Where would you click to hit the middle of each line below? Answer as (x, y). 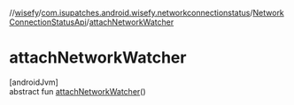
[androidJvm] (34, 82)
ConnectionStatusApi (48, 22)
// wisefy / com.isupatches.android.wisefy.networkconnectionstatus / (132, 13)
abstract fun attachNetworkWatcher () (77, 91)
